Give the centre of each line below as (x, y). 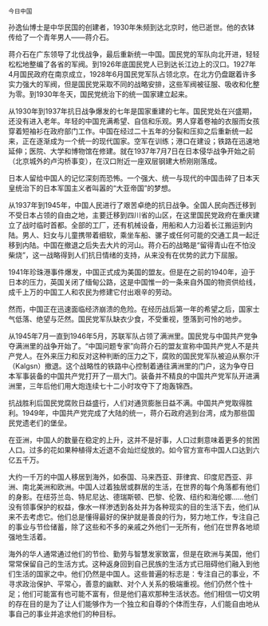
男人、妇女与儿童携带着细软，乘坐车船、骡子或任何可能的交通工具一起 (137, 235)
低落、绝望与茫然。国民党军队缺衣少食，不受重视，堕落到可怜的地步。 (130, 319)
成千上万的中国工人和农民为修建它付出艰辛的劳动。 (92, 292)
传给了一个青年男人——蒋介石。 (61, 37)
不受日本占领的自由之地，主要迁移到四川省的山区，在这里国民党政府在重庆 (130, 215)
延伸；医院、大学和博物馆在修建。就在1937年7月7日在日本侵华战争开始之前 (132, 151)
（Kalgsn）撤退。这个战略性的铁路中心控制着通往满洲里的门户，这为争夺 (128, 366)
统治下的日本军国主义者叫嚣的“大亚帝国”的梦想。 (95, 188)
